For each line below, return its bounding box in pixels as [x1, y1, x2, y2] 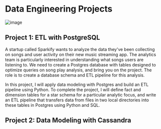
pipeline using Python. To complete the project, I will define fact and [5, 86, 141, 93]
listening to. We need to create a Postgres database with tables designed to [5, 62, 156, 67]
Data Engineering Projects [5, 3, 113, 15]
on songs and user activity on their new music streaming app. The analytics [5, 51, 156, 57]
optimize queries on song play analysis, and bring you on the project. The [5, 67, 152, 73]
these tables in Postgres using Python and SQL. [5, 102, 100, 108]
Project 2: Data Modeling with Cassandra [5, 116, 131, 125]
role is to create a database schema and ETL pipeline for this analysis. [5, 72, 145, 78]
